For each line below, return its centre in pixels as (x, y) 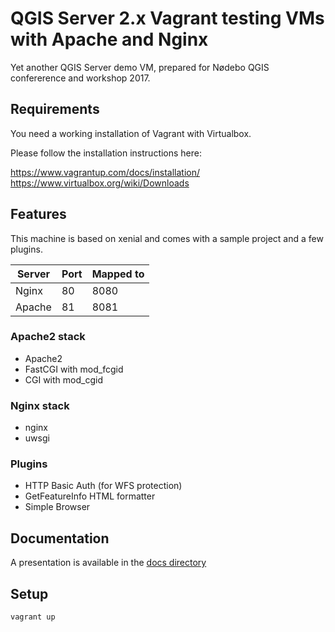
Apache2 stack (48, 337)
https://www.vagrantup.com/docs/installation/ (105, 172)
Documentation (60, 538)
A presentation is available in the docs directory (108, 563)
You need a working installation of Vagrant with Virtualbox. (131, 133)
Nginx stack (40, 405)
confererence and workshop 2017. (80, 78)
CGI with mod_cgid (63, 379)
